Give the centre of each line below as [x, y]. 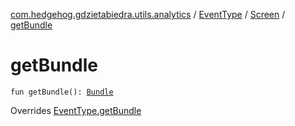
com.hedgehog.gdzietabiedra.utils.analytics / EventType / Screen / [148, 14]
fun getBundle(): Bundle [62, 92]
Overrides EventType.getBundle [76, 110]
